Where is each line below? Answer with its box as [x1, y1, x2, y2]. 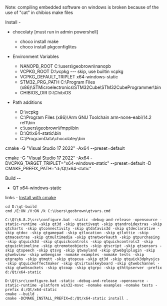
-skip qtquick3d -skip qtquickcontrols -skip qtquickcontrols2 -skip [5, 239, 153, 244]
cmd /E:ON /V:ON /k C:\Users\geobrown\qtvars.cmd [5, 209, 111, 214]
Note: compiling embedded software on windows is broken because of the [5, 4, 159, 10]
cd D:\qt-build [5, 204, 37, 209]
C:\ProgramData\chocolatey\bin [19, 136, 85, 141]
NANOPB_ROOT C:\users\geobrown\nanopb [19, 63, 111, 69]
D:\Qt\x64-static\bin [19, 130, 61, 136]
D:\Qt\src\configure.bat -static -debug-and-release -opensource [5, 279, 144, 284]
